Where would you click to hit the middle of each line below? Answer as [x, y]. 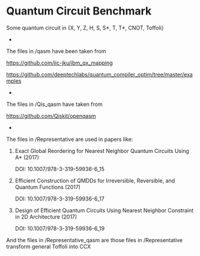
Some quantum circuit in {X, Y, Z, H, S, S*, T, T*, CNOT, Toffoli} [85, 28]
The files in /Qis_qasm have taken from [55, 104]
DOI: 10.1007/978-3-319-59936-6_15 [60, 169]
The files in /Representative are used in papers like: [70, 139]
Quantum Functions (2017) [48, 187]
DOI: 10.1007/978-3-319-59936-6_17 [59, 198]
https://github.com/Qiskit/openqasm [51, 116]
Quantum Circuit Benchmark [79, 11]
